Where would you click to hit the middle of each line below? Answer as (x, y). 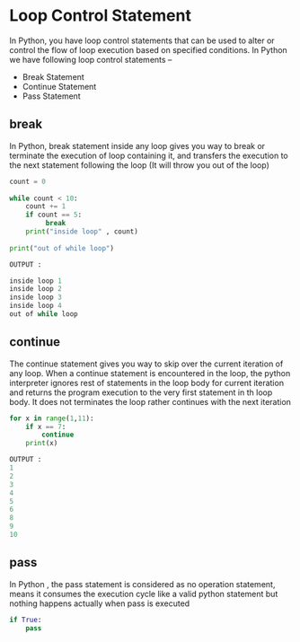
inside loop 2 (36, 289)
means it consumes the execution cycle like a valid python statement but (144, 594)
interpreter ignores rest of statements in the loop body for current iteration (147, 383)
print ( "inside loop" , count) (82, 232)
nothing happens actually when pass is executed (100, 603)
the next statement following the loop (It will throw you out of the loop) (139, 165)
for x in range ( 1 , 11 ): (52, 418)
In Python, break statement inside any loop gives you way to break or (137, 145)
